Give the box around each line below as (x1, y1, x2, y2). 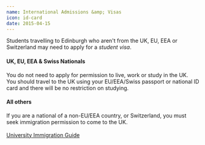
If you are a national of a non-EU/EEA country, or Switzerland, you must (6, 111, 187, 119)
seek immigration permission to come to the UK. (6, 118, 128, 125)
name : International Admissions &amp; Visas (6, 9, 122, 15)
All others (6, 99, 32, 106)
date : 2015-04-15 (6, 20, 51, 26)
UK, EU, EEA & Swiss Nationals (6, 58, 86, 65)
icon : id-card (6, 15, 43, 21)
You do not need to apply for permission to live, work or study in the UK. (6, 71, 188, 78)
